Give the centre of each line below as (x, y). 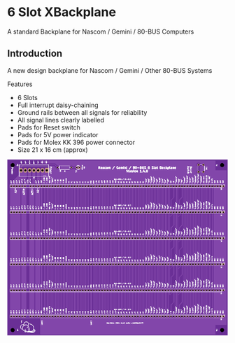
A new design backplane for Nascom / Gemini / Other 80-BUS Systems (110, 70)
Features (20, 84)
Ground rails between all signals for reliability (82, 112)
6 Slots (28, 97)
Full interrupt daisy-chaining (58, 105)
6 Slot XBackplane (62, 12)
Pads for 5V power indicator (58, 134)
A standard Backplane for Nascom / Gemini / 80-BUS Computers (101, 31)
